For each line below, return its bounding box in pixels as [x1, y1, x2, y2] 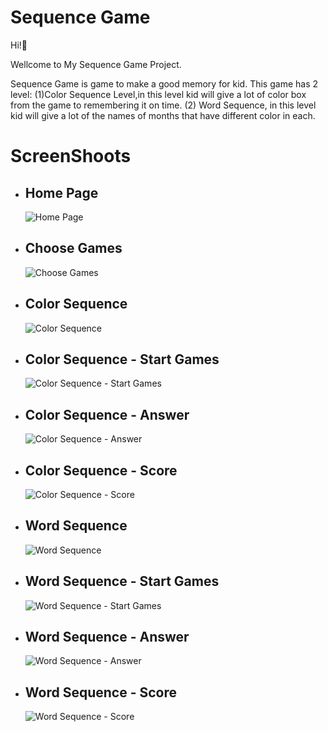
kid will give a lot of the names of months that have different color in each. [10, 109, 316, 121]
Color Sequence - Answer [24, 406, 190, 423]
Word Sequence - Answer [24, 629, 190, 646]
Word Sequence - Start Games [24, 573, 220, 590]
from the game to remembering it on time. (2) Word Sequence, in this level [10, 99, 317, 111]
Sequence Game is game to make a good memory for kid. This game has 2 [10, 77, 318, 90]
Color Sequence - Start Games [24, 351, 220, 368]
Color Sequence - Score [24, 462, 178, 479]
